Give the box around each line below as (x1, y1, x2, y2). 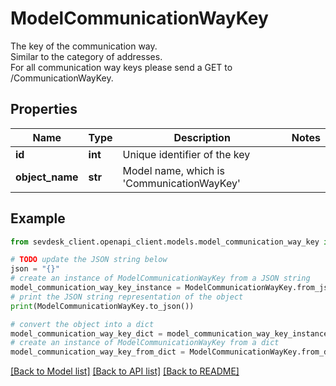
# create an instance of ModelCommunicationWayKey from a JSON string (10, 273, 311, 284)
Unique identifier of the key (122, 147, 251, 161)
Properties (10, 101, 78, 118)
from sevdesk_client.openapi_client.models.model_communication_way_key (10, 237, 320, 247)
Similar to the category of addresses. (10, 50, 163, 62)
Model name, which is (122, 163, 225, 177)
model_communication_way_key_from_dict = (10, 347, 186, 357)
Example (10, 210, 66, 227)
